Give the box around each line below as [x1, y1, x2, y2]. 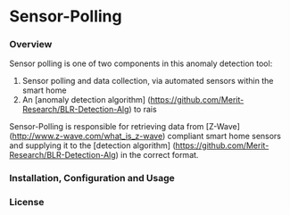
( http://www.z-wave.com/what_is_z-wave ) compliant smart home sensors [9, 131, 282, 142]
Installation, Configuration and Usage [9, 172, 176, 185]
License [9, 196, 45, 209]
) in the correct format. [115, 150, 199, 161]
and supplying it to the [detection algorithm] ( [9, 140, 176, 151]
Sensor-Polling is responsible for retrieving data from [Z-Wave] [9, 121, 241, 132]
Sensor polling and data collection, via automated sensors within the [21, 76, 274, 87]
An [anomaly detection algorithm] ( [21, 95, 151, 105]
